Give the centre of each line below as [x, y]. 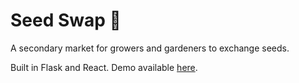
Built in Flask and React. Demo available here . [104, 67]
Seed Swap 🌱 [66, 20]
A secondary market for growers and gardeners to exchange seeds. [150, 48]
